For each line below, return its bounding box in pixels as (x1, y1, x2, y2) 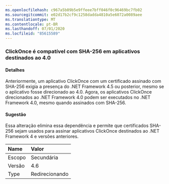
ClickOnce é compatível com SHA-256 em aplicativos (5, 48, 140, 55)
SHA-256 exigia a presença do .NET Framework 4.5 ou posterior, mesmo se (5, 83, 164, 89)
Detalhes (5, 67, 25, 73)
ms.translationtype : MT (5, 17, 56, 22)
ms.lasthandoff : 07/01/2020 (5, 26, 65, 32)
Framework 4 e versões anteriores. (5, 133, 79, 140)
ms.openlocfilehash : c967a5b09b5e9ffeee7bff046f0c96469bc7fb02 (5, 7, 143, 13)
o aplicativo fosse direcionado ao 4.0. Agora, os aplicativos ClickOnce (5, 89, 152, 95)
